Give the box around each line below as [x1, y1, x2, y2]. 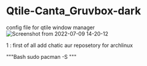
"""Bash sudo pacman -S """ [6, 53, 77, 60]
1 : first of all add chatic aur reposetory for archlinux [6, 42, 133, 49]
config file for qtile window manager [6, 24, 95, 31]
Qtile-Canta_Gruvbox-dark [6, 4, 141, 18]
